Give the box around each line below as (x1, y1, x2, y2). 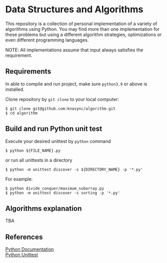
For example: (5, 176, 33, 182)
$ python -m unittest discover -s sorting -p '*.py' (5, 190, 120, 195)
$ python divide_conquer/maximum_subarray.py (5, 186, 104, 191)
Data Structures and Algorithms (5, 4, 143, 15)
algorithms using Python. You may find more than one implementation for (5, 26, 160, 32)
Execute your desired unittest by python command (5, 138, 111, 144)
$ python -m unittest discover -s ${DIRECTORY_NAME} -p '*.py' (5, 167, 143, 172)
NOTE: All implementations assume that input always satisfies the (5, 47, 143, 53)
